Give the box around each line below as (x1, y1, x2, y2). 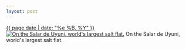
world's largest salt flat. (6, 36, 63, 43)
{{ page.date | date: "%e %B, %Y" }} (6, 24, 95, 31)
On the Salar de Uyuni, (125, 30, 181, 37)
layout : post (6, 8, 38, 14)
